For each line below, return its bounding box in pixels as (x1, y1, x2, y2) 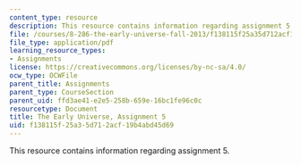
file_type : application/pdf (9, 37, 115, 47)
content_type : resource (9, 12, 99, 22)
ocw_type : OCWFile (9, 71, 78, 80)
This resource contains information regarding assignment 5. (9, 145, 230, 156)
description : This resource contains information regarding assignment (9, 21, 282, 30)
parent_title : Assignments (9, 79, 110, 88)
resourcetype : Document (9, 104, 99, 113)
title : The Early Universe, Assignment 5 (9, 112, 167, 121)
